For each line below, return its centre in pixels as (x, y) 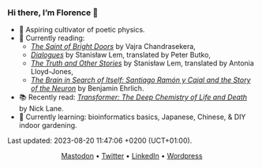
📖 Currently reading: (52, 38)
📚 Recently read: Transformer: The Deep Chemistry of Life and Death (133, 97)
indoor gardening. (48, 125)
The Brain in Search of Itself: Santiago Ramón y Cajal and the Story (140, 80)
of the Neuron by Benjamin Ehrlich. (87, 88)
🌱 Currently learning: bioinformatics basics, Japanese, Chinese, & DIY (132, 117)
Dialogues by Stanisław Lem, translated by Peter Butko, (120, 55)
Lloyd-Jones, (52, 72)
